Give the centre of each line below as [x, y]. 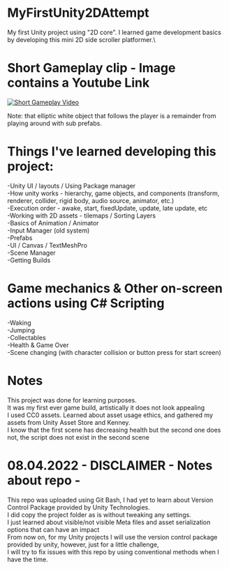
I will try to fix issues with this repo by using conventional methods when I [113, 552]
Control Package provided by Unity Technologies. [79, 507]
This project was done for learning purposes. [72, 400]
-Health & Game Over [38, 345]
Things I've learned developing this [112, 152]
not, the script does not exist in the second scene [79, 437]
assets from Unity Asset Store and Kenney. [69, 422]
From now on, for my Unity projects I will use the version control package [112, 537]
